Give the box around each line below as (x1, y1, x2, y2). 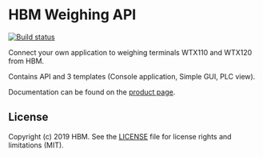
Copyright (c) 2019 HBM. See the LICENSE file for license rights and (8, 131, 232, 141)
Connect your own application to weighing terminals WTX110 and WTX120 (8, 47, 253, 57)
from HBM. (8, 56, 45, 66)
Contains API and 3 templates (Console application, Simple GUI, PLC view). (8, 71, 256, 81)
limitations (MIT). (8, 140, 64, 150)
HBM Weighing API (8, 6, 137, 24)
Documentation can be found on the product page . (8, 87, 176, 97)
